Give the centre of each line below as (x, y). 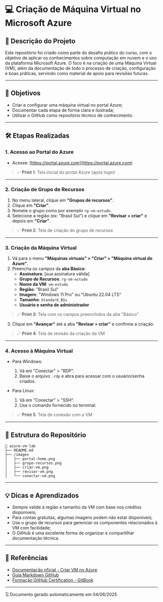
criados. (27, 381)
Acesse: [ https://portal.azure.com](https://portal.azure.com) (72, 163)
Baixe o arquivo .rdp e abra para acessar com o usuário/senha (82, 376)
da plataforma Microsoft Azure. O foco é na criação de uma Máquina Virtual (81, 63)
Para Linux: (23, 391)
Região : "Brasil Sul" (39, 290)
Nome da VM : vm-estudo (44, 284)
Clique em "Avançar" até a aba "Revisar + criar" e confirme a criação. (83, 324)
